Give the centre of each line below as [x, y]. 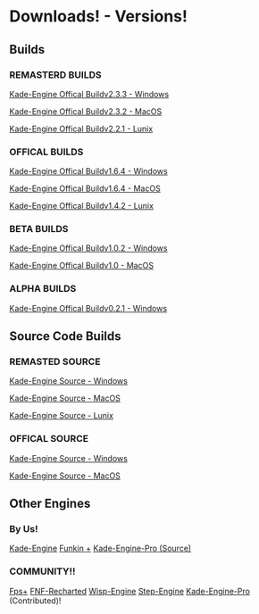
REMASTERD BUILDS [55, 75]
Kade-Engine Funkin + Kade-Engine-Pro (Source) [100, 548]
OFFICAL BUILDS [46, 152]
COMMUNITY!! [42, 571]
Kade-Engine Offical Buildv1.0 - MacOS [82, 266]
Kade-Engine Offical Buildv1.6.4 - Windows [88, 171]
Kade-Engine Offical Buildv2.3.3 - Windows [89, 94]
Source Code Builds [66, 336]
